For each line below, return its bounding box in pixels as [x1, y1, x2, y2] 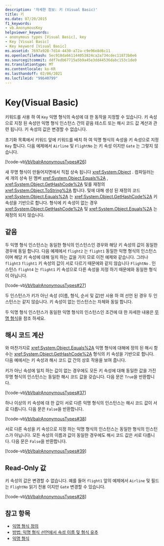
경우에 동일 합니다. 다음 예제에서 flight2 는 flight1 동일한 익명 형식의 [5, 248, 140, 254]
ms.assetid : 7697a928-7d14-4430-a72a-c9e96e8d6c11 [5, 48, 111, 53]
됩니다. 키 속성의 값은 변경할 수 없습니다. [10, 126, 87, 132]
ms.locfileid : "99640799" [5, 76, 58, 81]
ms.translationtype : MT [5, 62, 54, 67]
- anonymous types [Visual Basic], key [5, 35, 87, 40]
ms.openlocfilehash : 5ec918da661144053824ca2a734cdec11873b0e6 [5, 53, 137, 58]
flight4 [18, 267, 34, 272]
